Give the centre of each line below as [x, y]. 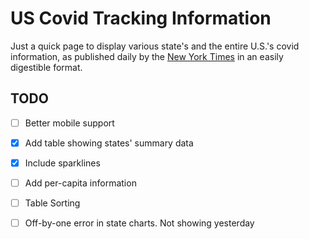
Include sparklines [62, 163]
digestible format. [46, 67]
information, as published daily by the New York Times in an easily [147, 56]
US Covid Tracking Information [141, 18]
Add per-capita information [80, 183]
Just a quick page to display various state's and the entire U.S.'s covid [155, 46]
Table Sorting [52, 203]
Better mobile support [69, 123]
